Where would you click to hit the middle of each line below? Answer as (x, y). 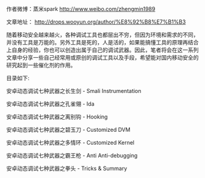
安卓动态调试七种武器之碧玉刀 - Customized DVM (68, 130)
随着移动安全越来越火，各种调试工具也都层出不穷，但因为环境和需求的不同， (103, 35)
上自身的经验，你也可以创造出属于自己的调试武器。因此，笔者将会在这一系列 (103, 50)
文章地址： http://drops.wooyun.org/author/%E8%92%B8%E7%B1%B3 (96, 22)
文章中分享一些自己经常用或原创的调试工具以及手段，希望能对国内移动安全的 (103, 57)
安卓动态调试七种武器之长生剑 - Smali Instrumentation (74, 91)
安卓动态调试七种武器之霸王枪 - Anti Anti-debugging (72, 156)
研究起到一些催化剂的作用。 (41, 65)
